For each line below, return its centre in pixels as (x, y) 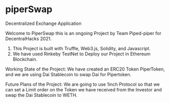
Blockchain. (25, 59)
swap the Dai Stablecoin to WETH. (41, 95)
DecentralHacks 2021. (29, 39)
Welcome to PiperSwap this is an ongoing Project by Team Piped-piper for (83, 33)
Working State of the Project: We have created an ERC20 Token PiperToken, (85, 69)
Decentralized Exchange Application (43, 23)
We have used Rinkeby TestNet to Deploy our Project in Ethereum (81, 54)
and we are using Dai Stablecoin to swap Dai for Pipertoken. (68, 74)
